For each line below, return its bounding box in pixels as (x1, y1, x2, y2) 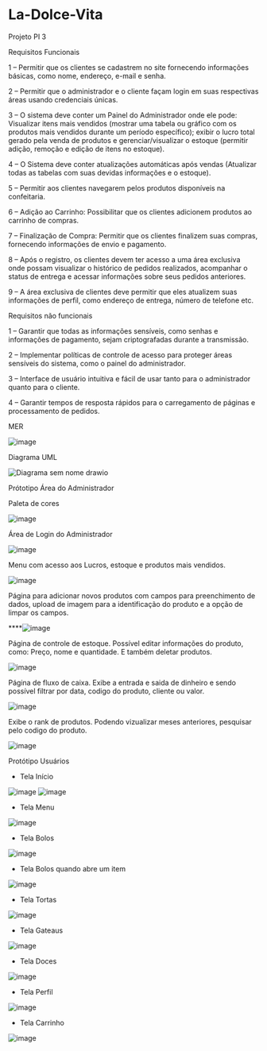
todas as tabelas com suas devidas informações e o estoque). (8, 168, 211, 177)
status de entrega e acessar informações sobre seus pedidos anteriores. (8, 272, 246, 281)
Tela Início (19, 771, 54, 781)
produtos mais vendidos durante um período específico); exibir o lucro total (8, 127, 256, 137)
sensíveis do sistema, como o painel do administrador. (8, 358, 187, 368)
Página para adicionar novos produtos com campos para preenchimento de (8, 590, 256, 601)
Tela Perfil (19, 987, 53, 996)
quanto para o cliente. (8, 382, 80, 392)
